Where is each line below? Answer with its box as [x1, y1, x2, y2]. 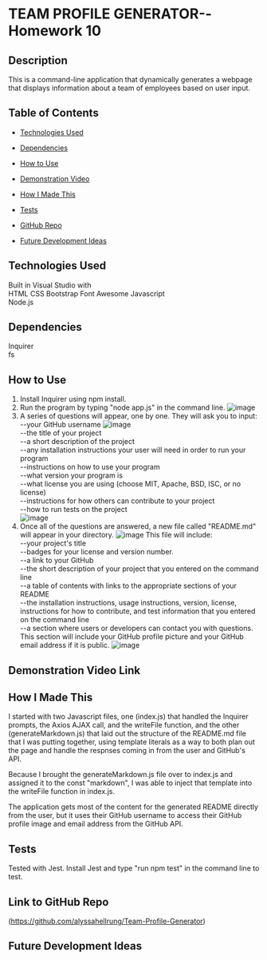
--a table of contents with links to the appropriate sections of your [19, 581, 238, 591]
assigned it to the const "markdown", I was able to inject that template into [8, 778, 253, 787]
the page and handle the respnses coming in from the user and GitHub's [8, 746, 245, 756]
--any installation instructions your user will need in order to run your [19, 445, 246, 455]
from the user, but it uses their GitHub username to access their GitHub [8, 811, 242, 820]
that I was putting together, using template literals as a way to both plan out [8, 737, 255, 747]
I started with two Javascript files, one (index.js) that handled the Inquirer [8, 712, 249, 721]
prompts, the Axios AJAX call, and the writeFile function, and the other [8, 720, 240, 730]
